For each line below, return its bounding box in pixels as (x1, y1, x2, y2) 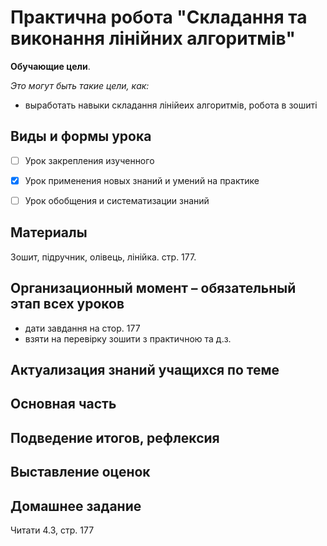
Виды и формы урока (10, 128, 152, 145)
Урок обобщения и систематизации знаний (24, 194, 210, 206)
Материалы (10, 224, 88, 241)
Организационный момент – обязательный (10, 280, 297, 297)
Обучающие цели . (10, 60, 91, 72)
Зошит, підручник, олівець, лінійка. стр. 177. (10, 251, 197, 263)
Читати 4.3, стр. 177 (10, 524, 95, 536)
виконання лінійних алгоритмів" (10, 27, 296, 50)
